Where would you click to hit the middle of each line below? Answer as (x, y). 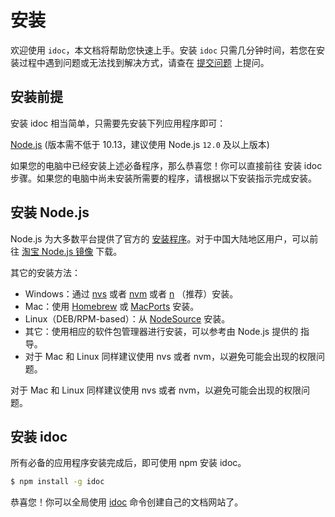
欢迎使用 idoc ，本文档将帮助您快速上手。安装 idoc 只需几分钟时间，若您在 (163, 50)
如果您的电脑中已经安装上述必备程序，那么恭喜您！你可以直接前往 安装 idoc (166, 165)
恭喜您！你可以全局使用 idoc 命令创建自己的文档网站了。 (127, 502)
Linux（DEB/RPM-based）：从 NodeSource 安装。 (127, 318)
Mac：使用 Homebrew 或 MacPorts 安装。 (112, 306)
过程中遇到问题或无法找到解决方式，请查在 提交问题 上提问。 (144, 62)
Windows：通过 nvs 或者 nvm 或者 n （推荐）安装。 (131, 293)
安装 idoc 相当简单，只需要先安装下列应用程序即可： (118, 123)
